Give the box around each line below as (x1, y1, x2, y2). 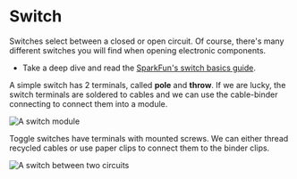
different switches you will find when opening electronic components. (9, 45, 267, 55)
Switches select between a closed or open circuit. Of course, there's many (9, 36, 284, 46)
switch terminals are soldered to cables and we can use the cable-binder (9, 89, 279, 100)
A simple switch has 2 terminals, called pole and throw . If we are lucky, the (9, 79, 286, 90)
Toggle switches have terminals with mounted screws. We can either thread (9, 133, 289, 143)
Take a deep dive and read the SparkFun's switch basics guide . (21, 62, 257, 73)
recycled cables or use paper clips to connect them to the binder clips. (9, 142, 270, 153)
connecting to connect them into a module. (9, 98, 168, 109)
